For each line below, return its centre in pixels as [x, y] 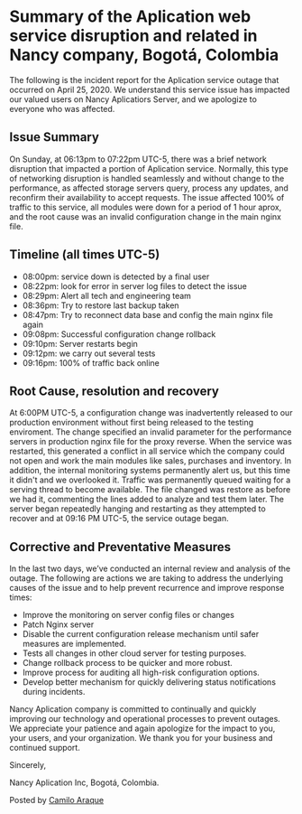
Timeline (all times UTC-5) [85, 255]
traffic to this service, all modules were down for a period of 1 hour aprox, [146, 207]
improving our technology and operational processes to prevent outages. [145, 719]
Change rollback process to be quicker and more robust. [127, 663]
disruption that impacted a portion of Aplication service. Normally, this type [149, 168]
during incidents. [54, 692]
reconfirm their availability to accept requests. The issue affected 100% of [147, 197]
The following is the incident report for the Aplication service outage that [144, 80]
